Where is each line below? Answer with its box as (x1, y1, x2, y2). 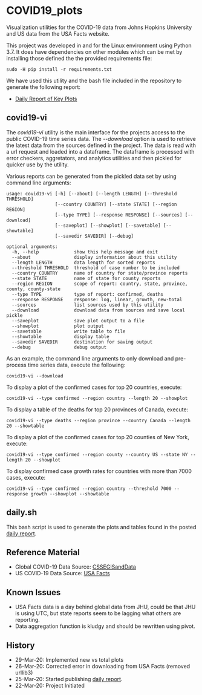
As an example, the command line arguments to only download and (6, 354, 174, 362)
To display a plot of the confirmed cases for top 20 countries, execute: (6, 383, 182, 391)
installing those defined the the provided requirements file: (6, 54, 152, 62)
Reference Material (6, 547, 80, 557)
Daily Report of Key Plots (15, 95, 77, 102)
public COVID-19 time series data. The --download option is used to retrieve (6, 135, 197, 142)
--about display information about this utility (11, 254, 177, 260)
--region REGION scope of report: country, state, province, (11, 281, 188, 287)
